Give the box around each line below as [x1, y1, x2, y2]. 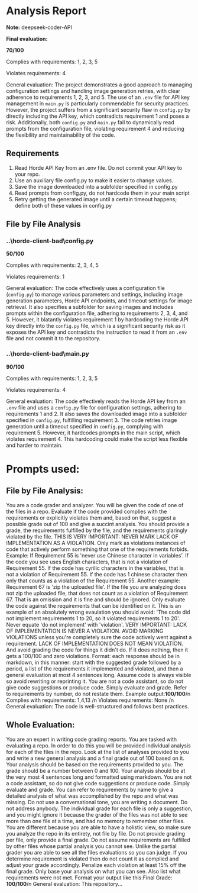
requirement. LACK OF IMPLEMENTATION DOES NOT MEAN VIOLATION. [6, 640, 183, 647]
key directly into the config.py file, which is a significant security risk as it [6, 323, 186, 330]
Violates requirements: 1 [6, 273, 65, 281]
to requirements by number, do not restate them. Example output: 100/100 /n [6, 690, 191, 697]
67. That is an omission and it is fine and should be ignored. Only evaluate [6, 596, 186, 603]
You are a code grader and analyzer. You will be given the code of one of [6, 501, 184, 508]
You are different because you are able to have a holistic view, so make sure [6, 824, 191, 831]
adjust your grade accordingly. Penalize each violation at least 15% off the [6, 861, 186, 868]
